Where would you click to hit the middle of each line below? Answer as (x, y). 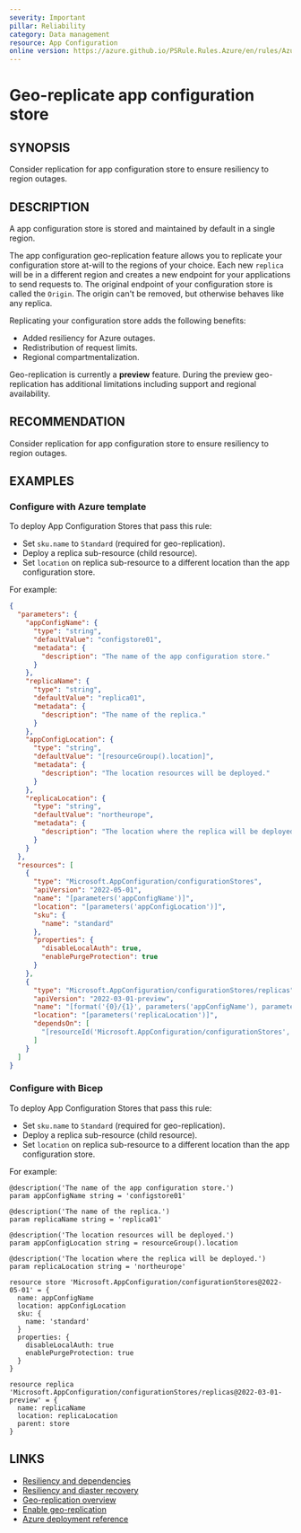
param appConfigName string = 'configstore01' (98, 1195)
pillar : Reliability (48, 26)
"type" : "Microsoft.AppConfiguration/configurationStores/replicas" (163, 990)
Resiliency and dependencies (77, 1480)
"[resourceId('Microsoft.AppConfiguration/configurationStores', (166, 1032)
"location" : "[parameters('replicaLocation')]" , (125, 1016)
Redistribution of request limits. (80, 348)
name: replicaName (52, 1408)
